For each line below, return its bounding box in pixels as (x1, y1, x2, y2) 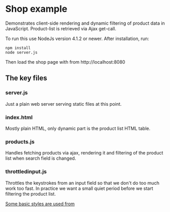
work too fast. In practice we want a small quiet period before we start (5, 185, 154, 191)
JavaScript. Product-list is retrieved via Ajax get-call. (5, 25, 117, 31)
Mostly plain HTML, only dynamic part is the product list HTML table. (5, 125, 151, 131)
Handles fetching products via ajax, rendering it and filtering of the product (5, 150, 163, 156)
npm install (5, 45, 31, 50)
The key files (5, 74, 48, 83)
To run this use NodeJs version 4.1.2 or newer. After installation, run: (5, 35, 150, 42)
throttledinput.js (5, 168, 47, 175)
